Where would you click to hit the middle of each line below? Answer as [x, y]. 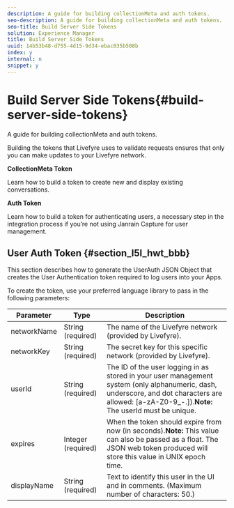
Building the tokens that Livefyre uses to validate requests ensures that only [116, 148]
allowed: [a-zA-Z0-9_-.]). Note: [160, 402]
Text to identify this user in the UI [161, 477]
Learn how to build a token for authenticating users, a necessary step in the [116, 216]
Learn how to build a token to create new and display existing [95, 182]
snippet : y [23, 66]
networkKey [30, 351]
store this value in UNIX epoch [156, 457]
